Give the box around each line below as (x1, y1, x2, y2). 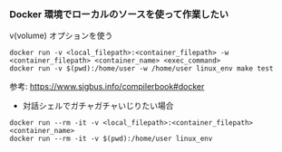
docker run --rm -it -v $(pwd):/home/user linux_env (9, 134, 213, 144)
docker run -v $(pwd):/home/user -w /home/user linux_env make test (9, 64, 274, 73)
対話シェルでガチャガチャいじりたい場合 (22, 100, 174, 111)
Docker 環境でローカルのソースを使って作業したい (9, 7, 229, 20)
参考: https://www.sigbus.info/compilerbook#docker (9, 81, 205, 92)
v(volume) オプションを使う (9, 30, 113, 42)
